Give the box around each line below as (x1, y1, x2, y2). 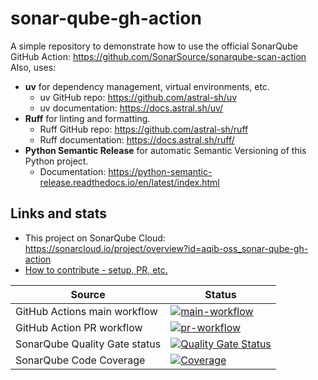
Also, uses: (10, 61, 57, 73)
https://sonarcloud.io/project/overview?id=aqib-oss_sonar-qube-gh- (24, 242, 309, 254)
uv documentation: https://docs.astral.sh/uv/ (39, 102, 224, 114)
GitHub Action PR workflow (15, 320, 143, 334)
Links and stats (10, 205, 108, 222)
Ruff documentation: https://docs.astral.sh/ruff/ (39, 133, 235, 146)
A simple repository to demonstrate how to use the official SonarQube (10, 40, 298, 52)
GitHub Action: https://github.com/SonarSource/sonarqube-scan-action (10, 50, 307, 62)
